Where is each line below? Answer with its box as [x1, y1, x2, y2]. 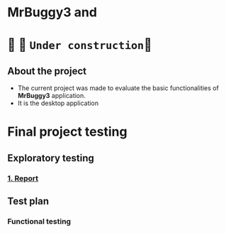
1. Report [7, 173, 39, 183]
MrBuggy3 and [7, 4, 98, 21]
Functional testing [7, 217, 72, 226]
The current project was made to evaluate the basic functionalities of [17, 84, 220, 92]
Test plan [7, 195, 50, 207]
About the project [7, 65, 87, 77]
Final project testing [7, 124, 128, 140]
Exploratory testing [7, 152, 94, 164]
